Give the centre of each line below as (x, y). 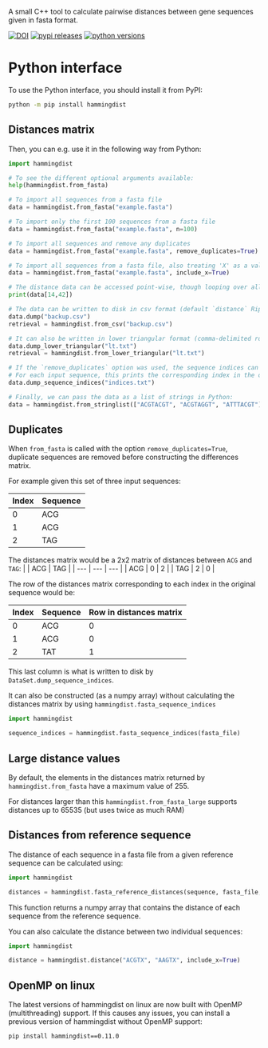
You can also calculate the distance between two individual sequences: (126, 931)
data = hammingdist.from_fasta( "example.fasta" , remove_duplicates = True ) (134, 251)
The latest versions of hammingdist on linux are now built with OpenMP (125, 1005)
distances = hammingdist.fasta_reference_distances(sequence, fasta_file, (135, 892)
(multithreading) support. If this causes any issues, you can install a (119, 1013)
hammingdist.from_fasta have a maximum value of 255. (99, 786)
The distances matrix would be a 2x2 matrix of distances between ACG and (130, 560)
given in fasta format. (43, 20)
